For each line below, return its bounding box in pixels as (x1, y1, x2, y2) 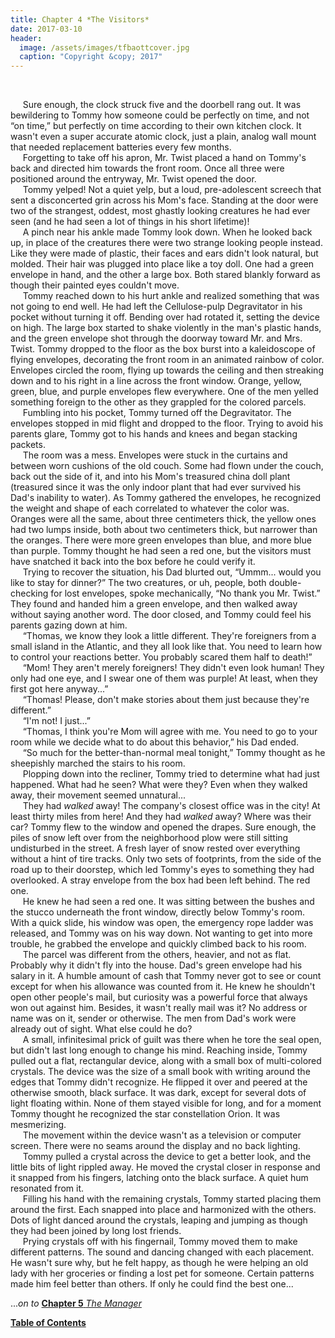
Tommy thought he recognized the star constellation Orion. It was (10, 1108, 281, 1120)
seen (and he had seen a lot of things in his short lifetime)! (10, 216, 250, 228)
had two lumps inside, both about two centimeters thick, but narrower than (10, 524, 318, 536)
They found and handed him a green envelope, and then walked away (10, 598, 298, 610)
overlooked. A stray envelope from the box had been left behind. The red (10, 874, 311, 886)
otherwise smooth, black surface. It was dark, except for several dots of (10, 1087, 307, 1099)
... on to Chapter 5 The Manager (10, 1297, 142, 1310)
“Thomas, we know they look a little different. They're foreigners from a (22, 630, 317, 642)
